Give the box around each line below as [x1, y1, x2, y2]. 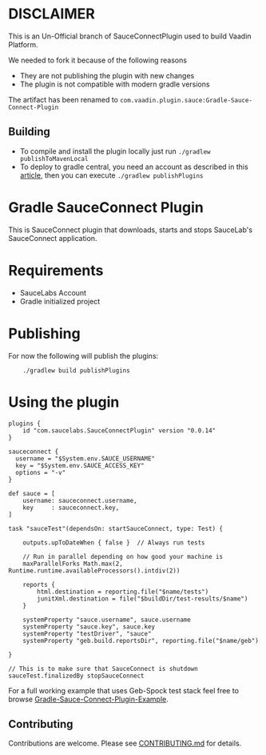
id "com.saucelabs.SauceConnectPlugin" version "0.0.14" [22, 426, 216, 435]
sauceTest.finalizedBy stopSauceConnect [8, 672, 145, 680]
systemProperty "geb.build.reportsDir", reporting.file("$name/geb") [22, 637, 260, 645]
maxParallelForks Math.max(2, [22, 560, 124, 568]
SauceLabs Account [19, 287, 86, 297]
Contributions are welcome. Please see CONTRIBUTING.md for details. [8, 738, 242, 749]
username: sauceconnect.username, [22, 496, 137, 504]
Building [8, 125, 50, 139]
